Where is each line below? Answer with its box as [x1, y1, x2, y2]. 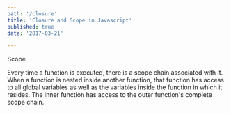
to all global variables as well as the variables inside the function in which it [7, 83, 223, 91]
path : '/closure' [7, 10, 58, 17]
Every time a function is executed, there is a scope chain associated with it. [7, 68, 223, 77]
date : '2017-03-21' [7, 29, 64, 37]
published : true [7, 23, 54, 30]
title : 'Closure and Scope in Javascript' [7, 17, 132, 24]
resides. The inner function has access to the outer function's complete [7, 91, 212, 99]
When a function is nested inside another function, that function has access [7, 76, 225, 84]
